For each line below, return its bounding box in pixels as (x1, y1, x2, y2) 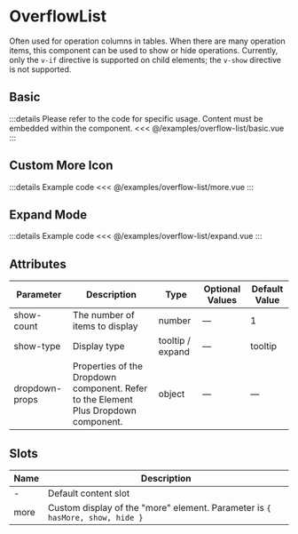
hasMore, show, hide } (47, 513, 144, 522)
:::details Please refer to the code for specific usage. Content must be (9, 113, 263, 124)
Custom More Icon (9, 158, 114, 173)
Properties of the (72, 360, 144, 372)
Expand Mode (9, 207, 88, 222)
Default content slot (47, 487, 130, 499)
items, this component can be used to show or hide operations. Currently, (9, 44, 278, 55)
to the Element (72, 394, 133, 406)
